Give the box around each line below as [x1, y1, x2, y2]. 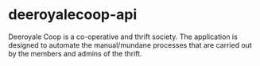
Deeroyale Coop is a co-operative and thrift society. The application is [8, 32, 239, 41]
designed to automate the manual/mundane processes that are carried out [8, 40, 252, 49]
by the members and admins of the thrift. [8, 49, 142, 58]
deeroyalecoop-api [8, 6, 138, 24]
